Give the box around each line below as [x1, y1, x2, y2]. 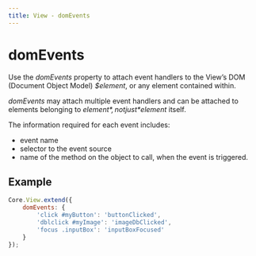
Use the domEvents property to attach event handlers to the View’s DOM [8, 72, 246, 82]
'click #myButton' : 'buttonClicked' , [36, 211, 161, 219]
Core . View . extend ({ [8, 196, 73, 204]
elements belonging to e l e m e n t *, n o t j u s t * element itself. [8, 104, 186, 114]
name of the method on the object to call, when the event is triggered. [19, 152, 248, 161]
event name [19, 135, 59, 145]
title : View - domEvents [8, 11, 90, 20]
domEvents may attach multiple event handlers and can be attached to [8, 96, 239, 106]
